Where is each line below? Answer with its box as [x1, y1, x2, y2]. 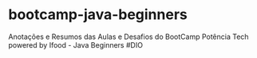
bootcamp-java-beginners [8, 6, 188, 24]
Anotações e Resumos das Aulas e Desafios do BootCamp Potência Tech [8, 32, 249, 41]
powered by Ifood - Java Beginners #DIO [8, 40, 144, 49]
